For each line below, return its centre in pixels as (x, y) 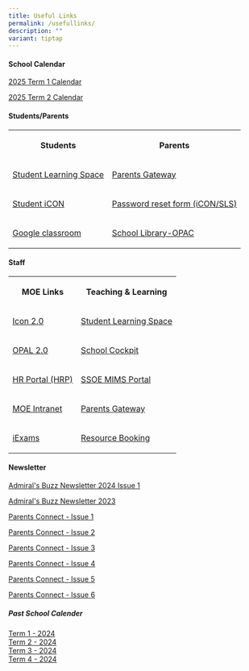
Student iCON (38, 204)
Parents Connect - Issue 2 (52, 532)
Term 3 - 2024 (33, 651)
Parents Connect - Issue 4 (52, 564)
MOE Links (43, 292)
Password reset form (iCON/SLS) (174, 204)
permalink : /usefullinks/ (52, 23)
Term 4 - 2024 (33, 659)
